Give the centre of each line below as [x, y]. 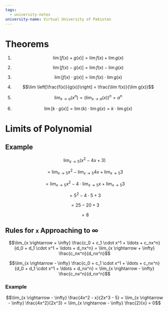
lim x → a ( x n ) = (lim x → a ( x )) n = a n [88, 98]
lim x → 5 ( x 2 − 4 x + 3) [85, 160]
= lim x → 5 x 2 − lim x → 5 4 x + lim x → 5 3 [85, 172]
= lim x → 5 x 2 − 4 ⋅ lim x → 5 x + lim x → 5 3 [85, 184]
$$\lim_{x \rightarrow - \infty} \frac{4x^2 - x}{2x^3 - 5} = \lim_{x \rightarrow [85, 297]
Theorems [27, 44]
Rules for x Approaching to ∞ [52, 230]
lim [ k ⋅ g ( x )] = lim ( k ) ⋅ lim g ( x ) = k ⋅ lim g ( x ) [88, 108]
